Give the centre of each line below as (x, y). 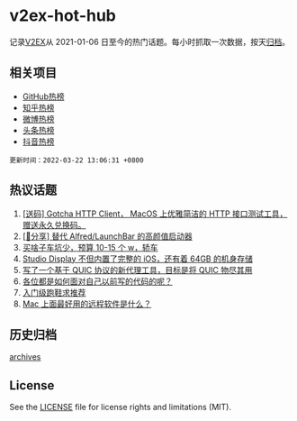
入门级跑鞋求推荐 (54, 292)
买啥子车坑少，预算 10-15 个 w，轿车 (90, 247)
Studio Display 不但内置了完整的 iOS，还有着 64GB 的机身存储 (138, 259)
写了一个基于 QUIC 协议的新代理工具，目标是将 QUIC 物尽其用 (137, 270)
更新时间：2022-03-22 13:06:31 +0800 (76, 160)
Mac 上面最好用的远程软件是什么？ (87, 304)
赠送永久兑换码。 (54, 224)
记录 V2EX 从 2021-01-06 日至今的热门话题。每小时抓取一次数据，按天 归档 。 (150, 41)
